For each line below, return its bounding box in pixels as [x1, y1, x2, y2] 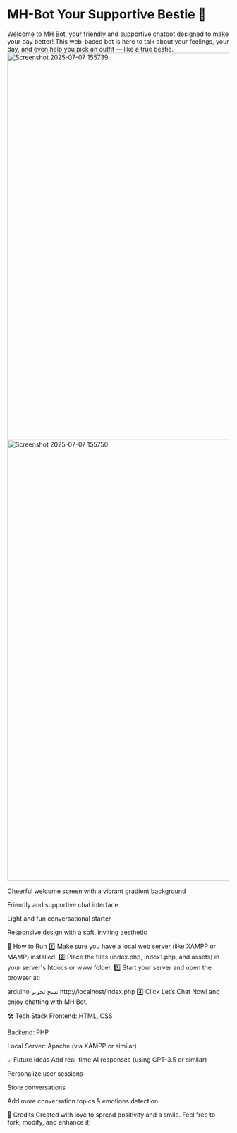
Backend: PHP [7, 1028, 49, 1036]
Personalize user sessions [7, 1069, 83, 1078]
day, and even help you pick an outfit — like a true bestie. [7, 44, 174, 53]
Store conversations [7, 1083, 66, 1091]
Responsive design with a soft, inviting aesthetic [7, 928, 147, 936]
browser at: [7, 973, 41, 981]
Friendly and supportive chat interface [7, 900, 119, 909]
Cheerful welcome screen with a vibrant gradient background [7, 887, 186, 895]
